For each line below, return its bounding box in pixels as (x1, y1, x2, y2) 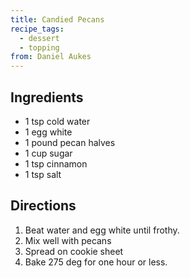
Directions (10, 197, 77, 215)
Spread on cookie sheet (24, 245, 124, 257)
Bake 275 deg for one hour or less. (24, 256, 168, 268)
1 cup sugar (24, 147, 73, 159)
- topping (19, 42, 60, 53)
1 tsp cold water (24, 115, 91, 127)
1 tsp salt (24, 168, 62, 180)
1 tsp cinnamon (24, 157, 88, 170)
